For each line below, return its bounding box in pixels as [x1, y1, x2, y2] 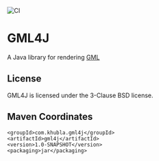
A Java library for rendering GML [7, 53, 100, 61]
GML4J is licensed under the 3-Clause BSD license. [7, 91, 154, 99]
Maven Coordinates [7, 111, 93, 123]
